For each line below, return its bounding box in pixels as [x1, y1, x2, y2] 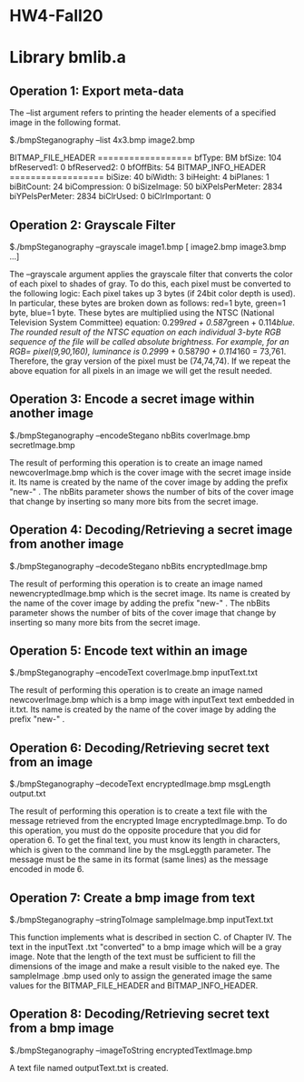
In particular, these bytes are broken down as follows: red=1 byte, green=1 [9, 297, 286, 308]
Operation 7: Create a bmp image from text [9, 890, 256, 906]
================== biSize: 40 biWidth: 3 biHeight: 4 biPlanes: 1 [9, 172, 270, 183]
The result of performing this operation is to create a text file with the [9, 806, 268, 817]
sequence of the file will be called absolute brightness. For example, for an [9, 336, 289, 346]
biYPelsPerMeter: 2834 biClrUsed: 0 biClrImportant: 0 [9, 191, 211, 202]
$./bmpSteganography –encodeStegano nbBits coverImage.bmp [9, 429, 251, 441]
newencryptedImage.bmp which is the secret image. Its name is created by [9, 587, 290, 598]
